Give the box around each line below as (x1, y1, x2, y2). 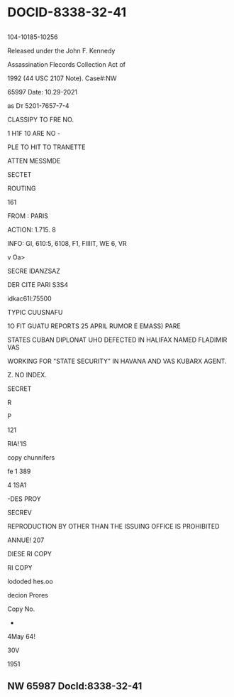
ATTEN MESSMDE (7, 156, 61, 165)
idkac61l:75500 (7, 294, 52, 303)
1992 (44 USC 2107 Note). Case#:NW (7, 74, 117, 82)
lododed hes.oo (7, 577, 53, 585)
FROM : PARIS (7, 211, 48, 220)
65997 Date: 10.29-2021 (7, 87, 78, 96)
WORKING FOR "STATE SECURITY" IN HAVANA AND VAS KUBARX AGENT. (7, 357, 227, 365)
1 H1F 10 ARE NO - (7, 129, 61, 137)
